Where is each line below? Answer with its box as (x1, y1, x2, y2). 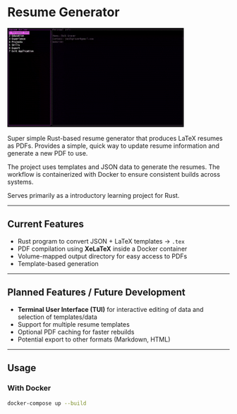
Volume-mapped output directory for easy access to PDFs (17, 251, 188, 261)
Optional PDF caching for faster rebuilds (17, 327, 135, 336)
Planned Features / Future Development (7, 287, 186, 299)
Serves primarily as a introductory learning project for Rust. (7, 191, 180, 199)
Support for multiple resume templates (17, 320, 130, 328)
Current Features (7, 218, 85, 230)
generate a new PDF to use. (7, 149, 88, 157)
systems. (7, 177, 34, 186)
